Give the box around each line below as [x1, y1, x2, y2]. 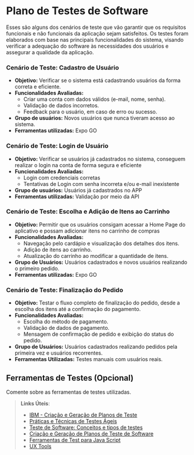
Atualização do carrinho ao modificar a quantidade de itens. [23, 252, 169, 259]
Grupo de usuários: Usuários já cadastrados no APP [14, 186, 142, 194]
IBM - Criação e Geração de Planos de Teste [29, 411, 138, 418]
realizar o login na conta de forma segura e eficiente [14, 161, 142, 169]
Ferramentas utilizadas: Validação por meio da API [14, 193, 139, 200]
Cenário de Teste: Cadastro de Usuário [6, 63, 119, 71]
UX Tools [29, 443, 52, 450]
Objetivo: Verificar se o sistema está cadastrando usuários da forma [14, 77, 181, 84]
